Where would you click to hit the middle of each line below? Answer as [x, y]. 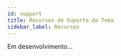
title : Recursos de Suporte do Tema [60, 20]
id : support [24, 14]
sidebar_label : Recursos [43, 27]
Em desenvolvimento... [40, 47]
